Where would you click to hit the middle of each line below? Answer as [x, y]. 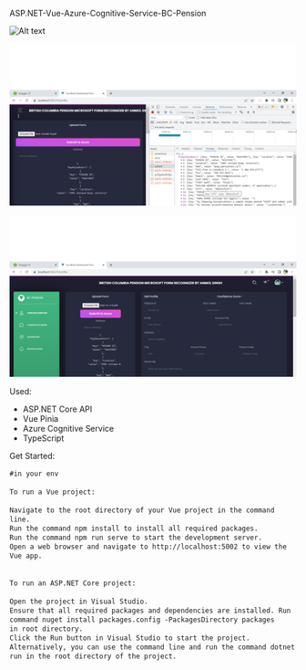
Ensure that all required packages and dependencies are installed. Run [150, 611]
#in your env [34, 474]
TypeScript [43, 438]
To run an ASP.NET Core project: [73, 583]
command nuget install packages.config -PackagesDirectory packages [142, 620]
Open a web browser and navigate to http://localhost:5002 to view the [148, 547]
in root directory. [46, 629]
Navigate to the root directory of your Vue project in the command [142, 510]
